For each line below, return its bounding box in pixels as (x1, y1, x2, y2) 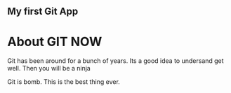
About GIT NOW (7, 34, 103, 50)
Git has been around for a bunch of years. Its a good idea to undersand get (7, 57, 224, 65)
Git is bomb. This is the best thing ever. (7, 78, 121, 86)
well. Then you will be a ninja (7, 64, 91, 73)
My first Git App (7, 6, 79, 17)
